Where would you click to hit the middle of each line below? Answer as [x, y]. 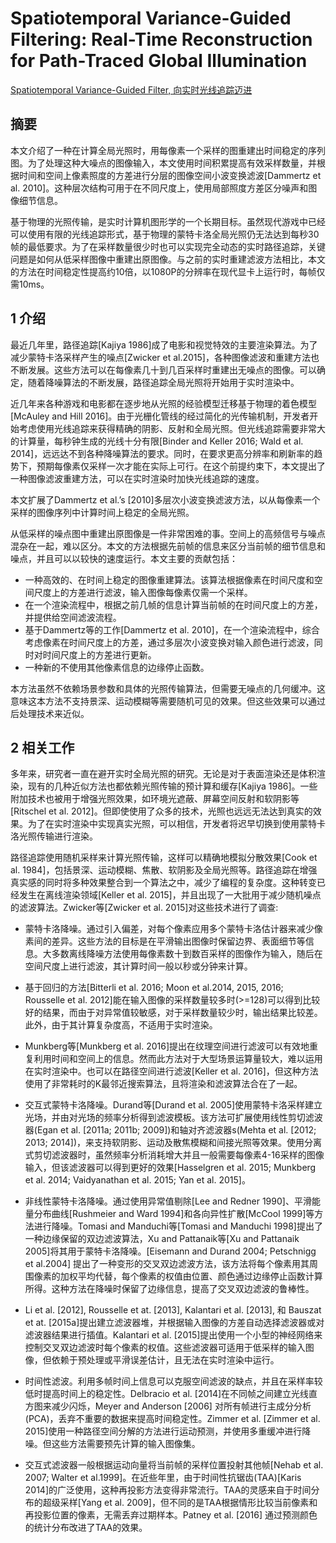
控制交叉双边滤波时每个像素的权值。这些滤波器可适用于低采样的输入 [165, 1348]
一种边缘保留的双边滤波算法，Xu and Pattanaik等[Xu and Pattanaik [162, 1239]
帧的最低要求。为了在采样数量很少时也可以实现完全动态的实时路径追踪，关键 [168, 246]
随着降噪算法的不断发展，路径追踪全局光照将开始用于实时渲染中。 [163, 382]
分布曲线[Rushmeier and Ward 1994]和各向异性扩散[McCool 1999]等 [174, 1214]
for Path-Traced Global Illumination [159, 61]
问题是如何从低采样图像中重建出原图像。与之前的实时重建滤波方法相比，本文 [168, 259]
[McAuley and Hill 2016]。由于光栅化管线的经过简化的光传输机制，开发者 [160, 416]
